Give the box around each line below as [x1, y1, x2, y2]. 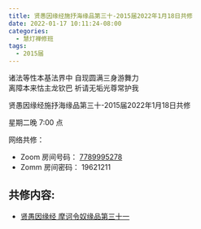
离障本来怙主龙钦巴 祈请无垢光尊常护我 [8, 83, 139, 93]
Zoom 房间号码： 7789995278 [20, 152, 123, 162]
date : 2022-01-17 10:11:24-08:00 [8, 19, 122, 28]
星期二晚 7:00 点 [8, 118, 63, 127]
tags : [8, 42, 27, 50]
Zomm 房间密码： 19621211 [20, 162, 111, 171]
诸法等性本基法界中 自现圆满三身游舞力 [8, 73, 139, 82]
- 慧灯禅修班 [15, 34, 55, 43]
